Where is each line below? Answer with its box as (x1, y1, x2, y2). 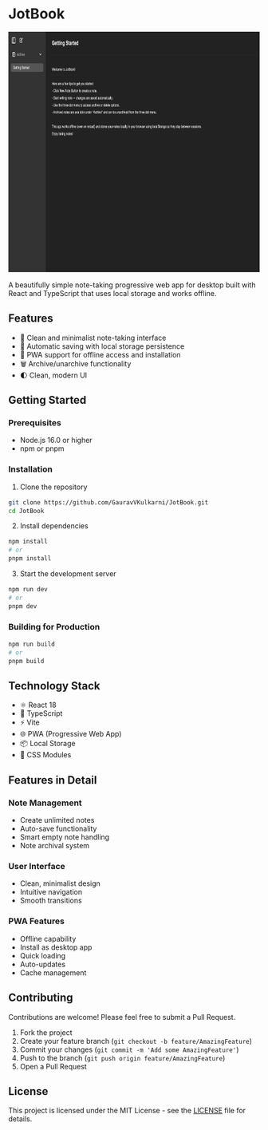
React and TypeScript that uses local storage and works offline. (8, 288, 217, 298)
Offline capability (19, 934, 77, 943)
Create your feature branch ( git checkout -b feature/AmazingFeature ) (19, 1036, 253, 1045)
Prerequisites (8, 417, 61, 429)
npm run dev (8, 586, 48, 594)
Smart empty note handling (19, 832, 110, 842)
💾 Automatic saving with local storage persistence (19, 341, 185, 351)
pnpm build (8, 657, 45, 665)
